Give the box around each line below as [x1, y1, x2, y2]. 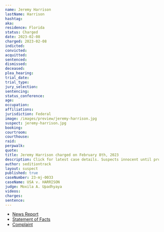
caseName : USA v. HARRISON [5, 180, 60, 185]
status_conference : [5, 93, 45, 98]
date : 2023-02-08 [5, 35, 41, 40]
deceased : [5, 66, 25, 71]
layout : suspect [5, 166, 38, 171]
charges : [5, 193, 23, 198]
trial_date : [5, 75, 29, 80]
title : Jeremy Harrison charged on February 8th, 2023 [5, 152, 119, 157]
